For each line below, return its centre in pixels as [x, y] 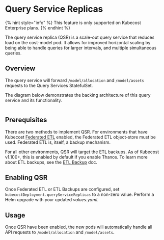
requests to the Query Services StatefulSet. [49, 85]
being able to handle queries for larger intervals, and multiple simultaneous [81, 48]
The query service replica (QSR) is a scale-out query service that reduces [80, 37]
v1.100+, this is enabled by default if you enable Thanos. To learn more [76, 157]
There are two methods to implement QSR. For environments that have [76, 132]
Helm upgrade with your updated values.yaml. [52, 200]
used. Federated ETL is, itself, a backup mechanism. [58, 142]
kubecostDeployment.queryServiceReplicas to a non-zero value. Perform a [80, 194]
